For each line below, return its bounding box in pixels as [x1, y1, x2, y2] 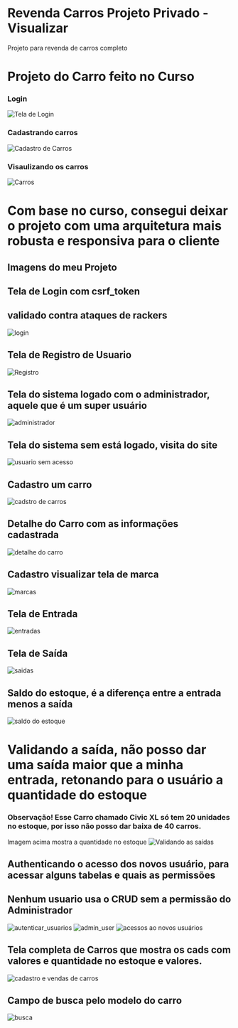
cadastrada [7, 529, 59, 541]
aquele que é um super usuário [7, 400, 148, 412]
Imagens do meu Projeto [7, 261, 117, 273]
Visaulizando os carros [7, 161, 89, 171]
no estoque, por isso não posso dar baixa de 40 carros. [7, 821, 202, 831]
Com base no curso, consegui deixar [7, 203, 229, 219]
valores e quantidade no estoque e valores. [7, 955, 202, 968]
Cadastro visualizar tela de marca [7, 569, 159, 581]
